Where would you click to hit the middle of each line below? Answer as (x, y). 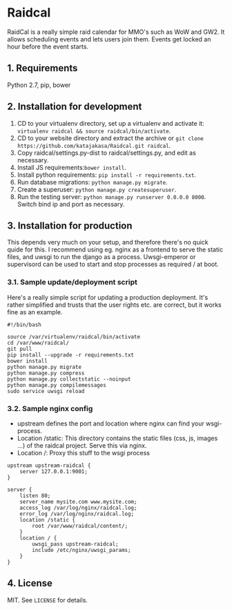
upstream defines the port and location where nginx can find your (111, 423)
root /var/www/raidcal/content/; (80, 526)
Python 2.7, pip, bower (39, 85)
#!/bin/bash (24, 325)
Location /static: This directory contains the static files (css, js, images (117, 438)
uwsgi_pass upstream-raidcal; (75, 544)
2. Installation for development (75, 107)
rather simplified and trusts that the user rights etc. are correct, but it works (115, 305)
